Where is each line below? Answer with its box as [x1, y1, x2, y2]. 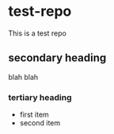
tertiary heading [8, 91, 72, 102]
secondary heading [8, 51, 107, 65]
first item [19, 110, 49, 120]
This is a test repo [8, 28, 67, 38]
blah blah [8, 72, 39, 81]
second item [19, 118, 61, 128]
